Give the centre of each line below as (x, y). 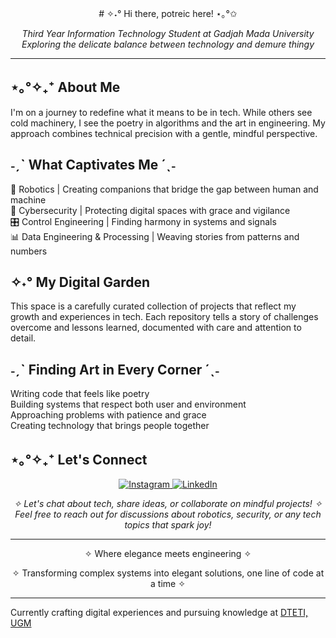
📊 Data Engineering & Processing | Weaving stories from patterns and (155, 236)
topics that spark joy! (168, 525)
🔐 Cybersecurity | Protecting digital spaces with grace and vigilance (150, 210)
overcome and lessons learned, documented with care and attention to (156, 328)
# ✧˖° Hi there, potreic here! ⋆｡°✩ (168, 13)
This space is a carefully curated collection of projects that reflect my (153, 306)
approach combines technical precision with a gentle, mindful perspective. (164, 133)
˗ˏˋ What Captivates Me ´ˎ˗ (93, 165)
